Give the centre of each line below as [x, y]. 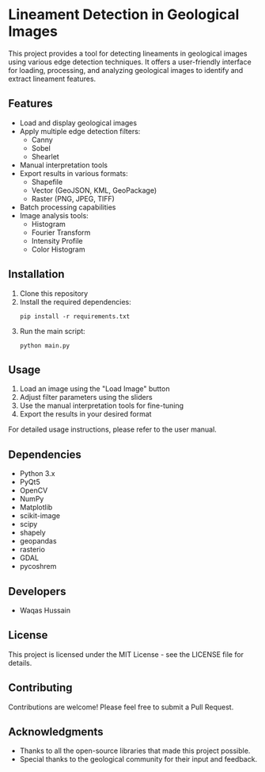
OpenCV [34, 490]
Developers [37, 591]
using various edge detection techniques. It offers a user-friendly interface [130, 62]
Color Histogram [58, 249]
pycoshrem [38, 567]
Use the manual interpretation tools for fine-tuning [102, 405]
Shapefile [47, 182]
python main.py [45, 346]
